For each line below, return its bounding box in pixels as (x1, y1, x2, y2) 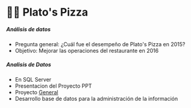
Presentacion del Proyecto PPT (14, 82, 92, 89)
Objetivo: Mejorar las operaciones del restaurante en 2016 (14, 47, 159, 55)
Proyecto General (14, 89, 59, 96)
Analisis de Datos (6, 61, 52, 68)
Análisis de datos (6, 25, 51, 32)
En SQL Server (14, 76, 52, 83)
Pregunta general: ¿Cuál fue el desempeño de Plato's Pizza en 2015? (14, 41, 186, 48)
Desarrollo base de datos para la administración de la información (14, 95, 178, 103)
